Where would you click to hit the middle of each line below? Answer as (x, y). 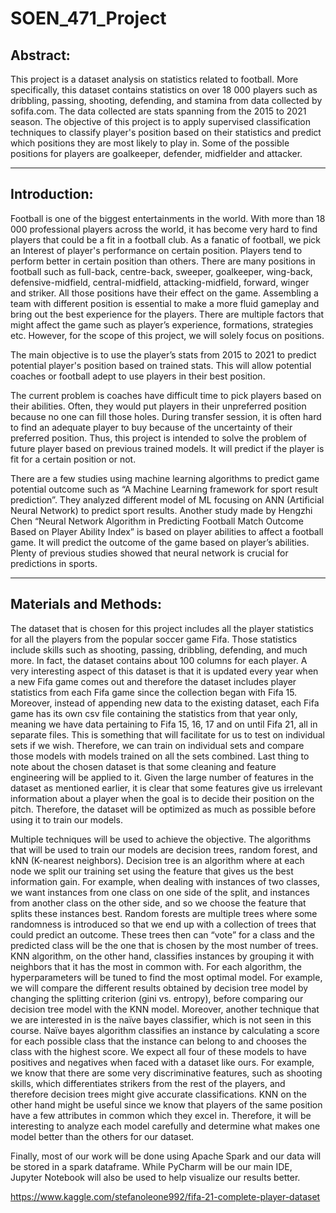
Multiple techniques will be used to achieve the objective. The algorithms (161, 839)
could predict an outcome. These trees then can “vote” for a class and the (162, 934)
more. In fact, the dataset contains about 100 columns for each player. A (159, 660)
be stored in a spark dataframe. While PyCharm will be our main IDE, (151, 1166)
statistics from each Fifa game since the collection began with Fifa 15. (154, 692)
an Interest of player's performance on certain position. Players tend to (156, 250)
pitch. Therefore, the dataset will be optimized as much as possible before (163, 809)
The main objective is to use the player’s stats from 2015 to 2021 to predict (163, 354)
